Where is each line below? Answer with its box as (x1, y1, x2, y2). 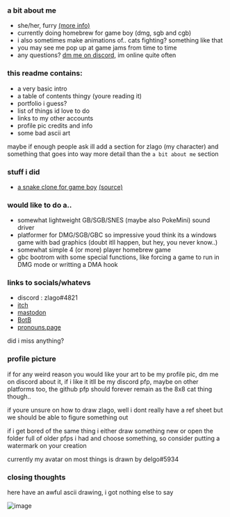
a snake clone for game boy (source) (17, 183, 123, 191)
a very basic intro (17, 84, 67, 93)
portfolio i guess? (17, 99, 67, 107)
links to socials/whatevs (7, 278, 91, 288)
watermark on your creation (7, 441, 87, 449)
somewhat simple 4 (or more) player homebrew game (17, 246, 172, 254)
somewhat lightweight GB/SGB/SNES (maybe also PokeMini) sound (17, 216, 211, 224)
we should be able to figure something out (7, 413, 129, 422)
